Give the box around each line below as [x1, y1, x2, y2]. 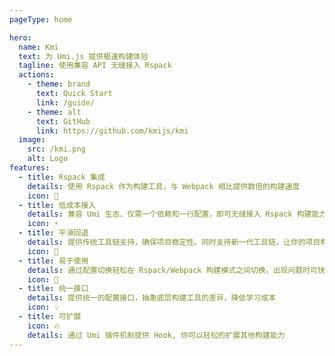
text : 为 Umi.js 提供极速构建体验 [18, 51, 149, 61]
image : [18, 135, 46, 145]
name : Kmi [18, 42, 59, 52]
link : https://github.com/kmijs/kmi [35, 126, 189, 136]
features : [9, 163, 51, 173]
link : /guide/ [35, 97, 96, 108]
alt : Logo [27, 154, 69, 164]
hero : [9, 32, 32, 43]
